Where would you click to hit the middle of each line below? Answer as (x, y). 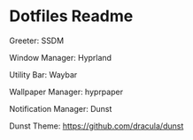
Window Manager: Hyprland (61, 57)
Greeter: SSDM (37, 41)
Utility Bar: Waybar (43, 74)
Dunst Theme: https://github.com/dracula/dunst (96, 126)
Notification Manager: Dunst (61, 108)
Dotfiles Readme (71, 16)
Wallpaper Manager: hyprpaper (66, 92)
